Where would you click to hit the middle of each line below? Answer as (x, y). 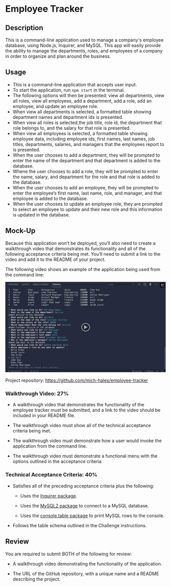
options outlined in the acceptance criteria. (58, 461)
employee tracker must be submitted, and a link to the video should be (87, 410)
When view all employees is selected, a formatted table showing (80, 133)
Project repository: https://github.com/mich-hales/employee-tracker (77, 380)
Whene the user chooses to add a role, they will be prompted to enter (85, 171)
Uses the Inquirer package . (49, 496)
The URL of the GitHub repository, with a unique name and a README (86, 573)
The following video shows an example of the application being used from (83, 269)
